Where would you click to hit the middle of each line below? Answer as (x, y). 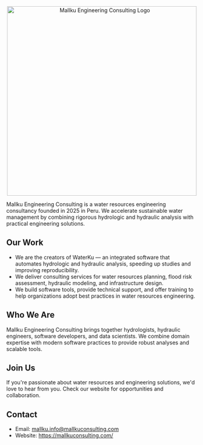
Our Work (25, 243)
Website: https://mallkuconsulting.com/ (64, 435)
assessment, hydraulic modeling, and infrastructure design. (89, 283)
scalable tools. (24, 349)
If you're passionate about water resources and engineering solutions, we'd (101, 383)
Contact (22, 414)
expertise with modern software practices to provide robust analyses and (98, 343)
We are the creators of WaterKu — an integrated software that (92, 257)
